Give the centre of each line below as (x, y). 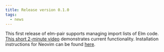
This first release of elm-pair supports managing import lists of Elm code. (82, 34)
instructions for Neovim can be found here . (50, 44)
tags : (11, 15)
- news (17, 19)
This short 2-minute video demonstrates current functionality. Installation (82, 39)
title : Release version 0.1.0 (37, 10)
